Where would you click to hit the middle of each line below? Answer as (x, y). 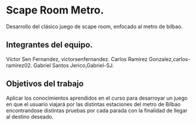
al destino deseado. (30, 116)
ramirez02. (19, 65)
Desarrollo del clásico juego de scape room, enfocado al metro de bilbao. (94, 26)
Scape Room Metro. (55, 10)
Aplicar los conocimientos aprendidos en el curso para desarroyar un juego (97, 98)
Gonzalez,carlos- (170, 59)
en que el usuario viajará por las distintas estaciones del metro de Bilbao (93, 104)
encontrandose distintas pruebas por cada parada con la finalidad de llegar (97, 110)
